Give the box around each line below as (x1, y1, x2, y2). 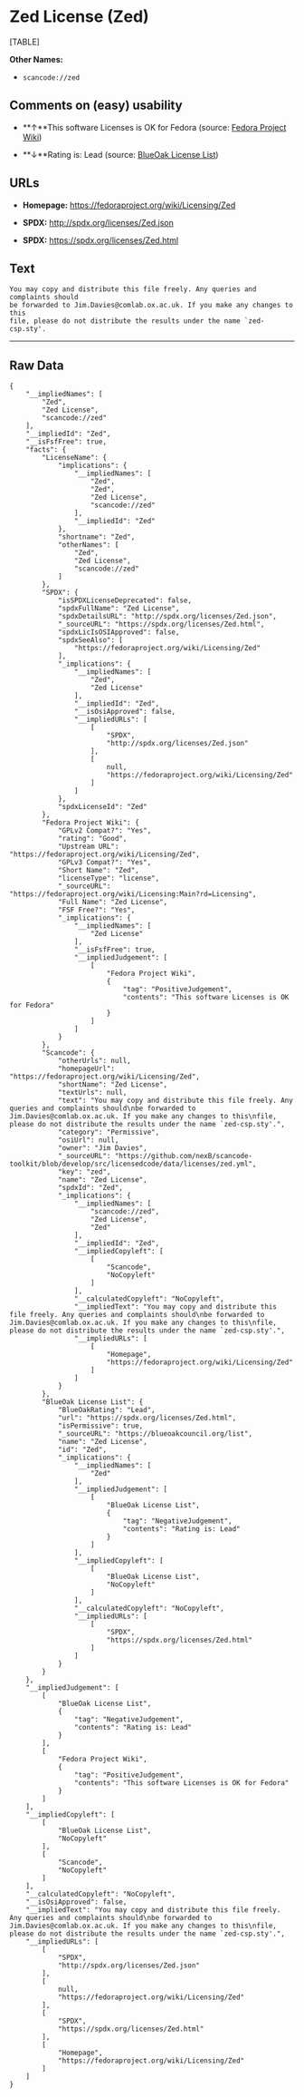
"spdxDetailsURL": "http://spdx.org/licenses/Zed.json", (57, 612, 278, 621)
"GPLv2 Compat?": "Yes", (57, 826, 152, 835)
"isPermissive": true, (57, 1421, 144, 1430)
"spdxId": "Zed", (57, 1184, 124, 1193)
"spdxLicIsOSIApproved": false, (57, 628, 180, 637)
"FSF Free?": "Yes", (57, 905, 136, 915)
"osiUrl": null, (57, 1136, 119, 1145)
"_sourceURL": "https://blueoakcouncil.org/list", (57, 1429, 253, 1439)
